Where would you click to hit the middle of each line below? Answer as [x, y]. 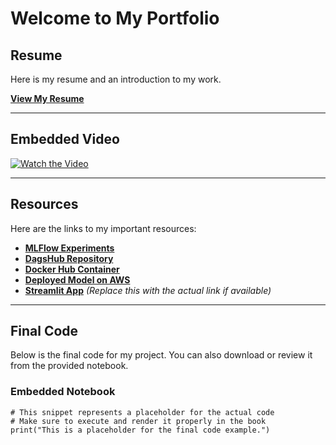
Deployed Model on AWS [77, 279]
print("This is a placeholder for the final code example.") [140, 430]
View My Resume [47, 98]
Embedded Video [65, 139]
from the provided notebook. [69, 366]
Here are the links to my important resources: [103, 228]
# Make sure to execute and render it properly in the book [138, 421]
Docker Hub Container [72, 269]
